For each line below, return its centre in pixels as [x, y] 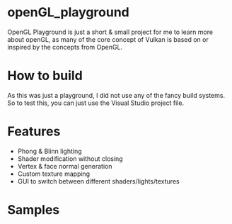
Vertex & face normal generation [65, 166]
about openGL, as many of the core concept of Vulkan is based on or [108, 39]
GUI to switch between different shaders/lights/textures [98, 181]
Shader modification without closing [70, 158]
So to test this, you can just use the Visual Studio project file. [96, 103]
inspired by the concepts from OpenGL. [65, 47]
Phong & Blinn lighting [50, 151]
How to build [45, 76]
